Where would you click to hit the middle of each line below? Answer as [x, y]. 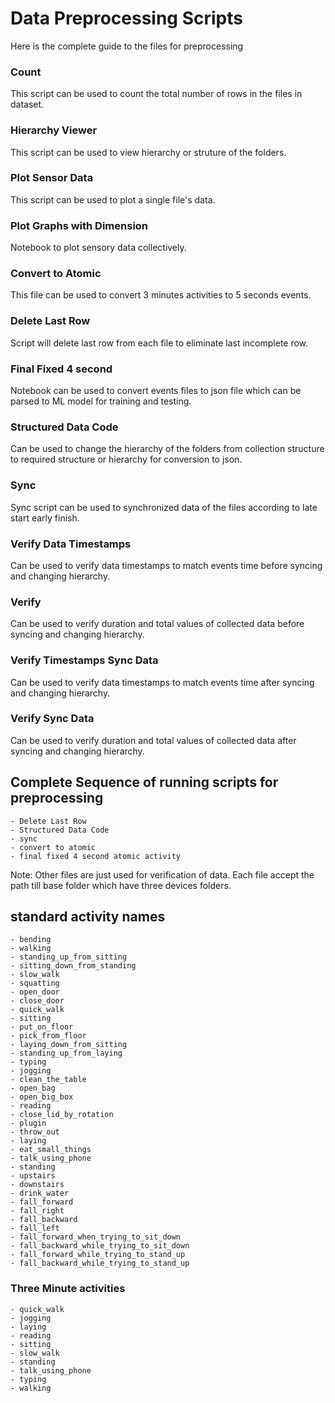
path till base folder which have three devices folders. [121, 885]
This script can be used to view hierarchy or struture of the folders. [148, 152]
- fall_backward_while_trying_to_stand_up [100, 1263]
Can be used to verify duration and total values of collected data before [157, 624]
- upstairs [33, 1176]
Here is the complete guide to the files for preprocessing [127, 46]
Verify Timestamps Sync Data [84, 660]
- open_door [35, 992]
